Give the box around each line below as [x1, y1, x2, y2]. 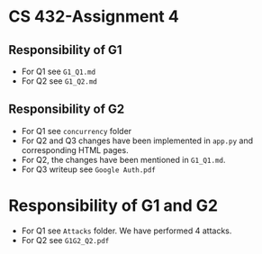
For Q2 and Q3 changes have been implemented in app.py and [21, 135, 254, 146]
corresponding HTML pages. [21, 144, 129, 155]
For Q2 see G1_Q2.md [21, 76, 98, 86]
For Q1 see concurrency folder [21, 125, 132, 136]
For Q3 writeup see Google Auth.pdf [21, 164, 157, 175]
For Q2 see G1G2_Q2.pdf [21, 234, 110, 245]
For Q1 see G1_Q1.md [21, 66, 96, 77]
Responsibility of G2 [8, 102, 125, 117]
